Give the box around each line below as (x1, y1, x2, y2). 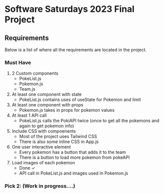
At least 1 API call (11, 112, 47, 118)
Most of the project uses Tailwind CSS (19, 134, 97, 140)
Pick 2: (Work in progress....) (4, 183, 76, 190)
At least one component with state (11, 92, 82, 97)
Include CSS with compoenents (11, 128, 76, 134)
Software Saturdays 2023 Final (4, 3, 135, 15)
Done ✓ (19, 165, 36, 171)
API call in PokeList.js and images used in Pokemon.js (19, 170, 128, 176)
